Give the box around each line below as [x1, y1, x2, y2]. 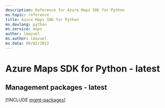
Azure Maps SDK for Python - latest [5, 62, 160, 74]
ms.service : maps [5, 27, 43, 32]
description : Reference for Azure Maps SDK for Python [5, 7, 125, 13]
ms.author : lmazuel [5, 36, 47, 41]
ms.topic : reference [5, 12, 50, 17]
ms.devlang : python [5, 21, 47, 27]
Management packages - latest [5, 83, 108, 92]
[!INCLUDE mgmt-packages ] [5, 97, 66, 103]
